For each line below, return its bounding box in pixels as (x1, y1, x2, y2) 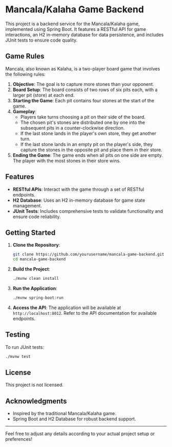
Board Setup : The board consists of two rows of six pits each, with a (12, 86, 158, 93)
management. (12, 202, 42, 209)
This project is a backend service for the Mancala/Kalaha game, (5, 21, 140, 27)
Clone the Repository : (12, 242, 60, 248)
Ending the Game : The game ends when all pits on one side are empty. (12, 152, 163, 158)
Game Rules (5, 52, 45, 61)
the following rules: (5, 71, 46, 77)
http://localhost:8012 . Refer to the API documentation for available (12, 310, 157, 316)
